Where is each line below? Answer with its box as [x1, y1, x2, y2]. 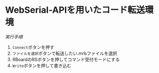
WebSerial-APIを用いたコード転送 [5, 4, 145, 16]
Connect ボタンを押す [12, 44, 54, 50]
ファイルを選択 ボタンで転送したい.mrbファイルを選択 [12, 50, 117, 56]
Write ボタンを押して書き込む [12, 62, 72, 69]
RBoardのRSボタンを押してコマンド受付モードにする [12, 56, 120, 62]
